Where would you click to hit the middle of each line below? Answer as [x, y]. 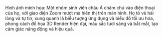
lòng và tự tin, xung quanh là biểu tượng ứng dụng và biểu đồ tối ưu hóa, [80, 18]
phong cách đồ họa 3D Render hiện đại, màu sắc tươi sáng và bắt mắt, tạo [82, 23]
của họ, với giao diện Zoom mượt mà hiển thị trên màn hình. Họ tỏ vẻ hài [79, 13]
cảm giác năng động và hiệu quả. [40, 29]
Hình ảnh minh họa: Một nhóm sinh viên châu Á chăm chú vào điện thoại [80, 8]
